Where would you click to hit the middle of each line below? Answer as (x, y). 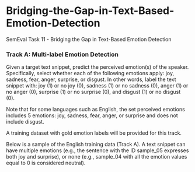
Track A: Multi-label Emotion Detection (62, 54)
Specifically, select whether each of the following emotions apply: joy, (90, 73)
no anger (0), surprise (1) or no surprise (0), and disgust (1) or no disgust (93, 92)
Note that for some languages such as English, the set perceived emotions (95, 110)
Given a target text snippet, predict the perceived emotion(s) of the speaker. (97, 67)
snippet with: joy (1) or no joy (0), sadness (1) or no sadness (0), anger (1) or (97, 86)
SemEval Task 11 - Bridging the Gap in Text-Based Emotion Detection (89, 39)
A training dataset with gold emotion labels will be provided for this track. (94, 133)
